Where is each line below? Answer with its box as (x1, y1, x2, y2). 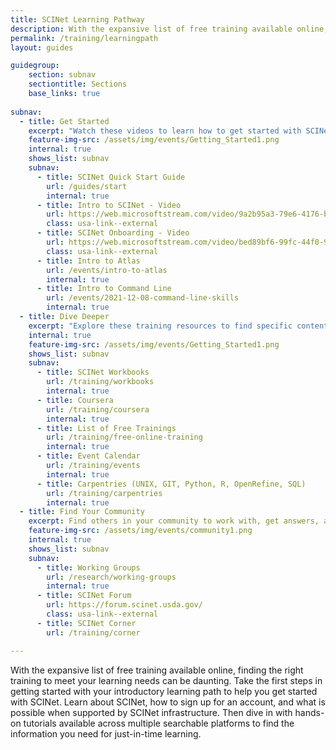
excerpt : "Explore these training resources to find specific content (28, 321, 329, 331)
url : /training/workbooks (46, 377, 155, 387)
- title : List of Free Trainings (36, 423, 177, 433)
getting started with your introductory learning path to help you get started (10, 685, 318, 697)
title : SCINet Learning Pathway (10, 14, 145, 25)
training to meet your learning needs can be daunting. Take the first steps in (10, 674, 323, 686)
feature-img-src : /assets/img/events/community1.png (28, 526, 253, 536)
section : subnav (28, 70, 97, 80)
